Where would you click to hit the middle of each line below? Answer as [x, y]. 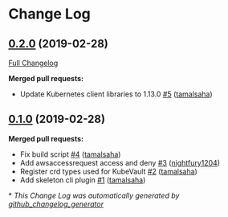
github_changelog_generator [56, 204]
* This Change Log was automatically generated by [94, 195]
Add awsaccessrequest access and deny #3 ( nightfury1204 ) [120, 162]
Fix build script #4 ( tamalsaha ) [70, 154]
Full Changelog [33, 63]
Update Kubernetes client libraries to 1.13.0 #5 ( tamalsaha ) [116, 94]
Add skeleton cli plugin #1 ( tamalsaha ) [83, 180]
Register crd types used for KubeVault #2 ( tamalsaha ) [109, 171]
